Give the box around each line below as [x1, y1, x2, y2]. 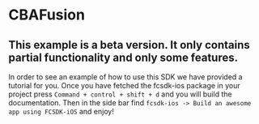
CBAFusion [8, 6, 85, 24]
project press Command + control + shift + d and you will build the [8, 89, 232, 99]
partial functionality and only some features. [8, 50, 239, 64]
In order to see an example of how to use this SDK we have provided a [8, 72, 243, 82]
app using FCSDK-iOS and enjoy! [8, 107, 115, 116]
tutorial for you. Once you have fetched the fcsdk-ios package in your [8, 81, 240, 90]
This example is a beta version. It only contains [8, 38, 250, 52]
